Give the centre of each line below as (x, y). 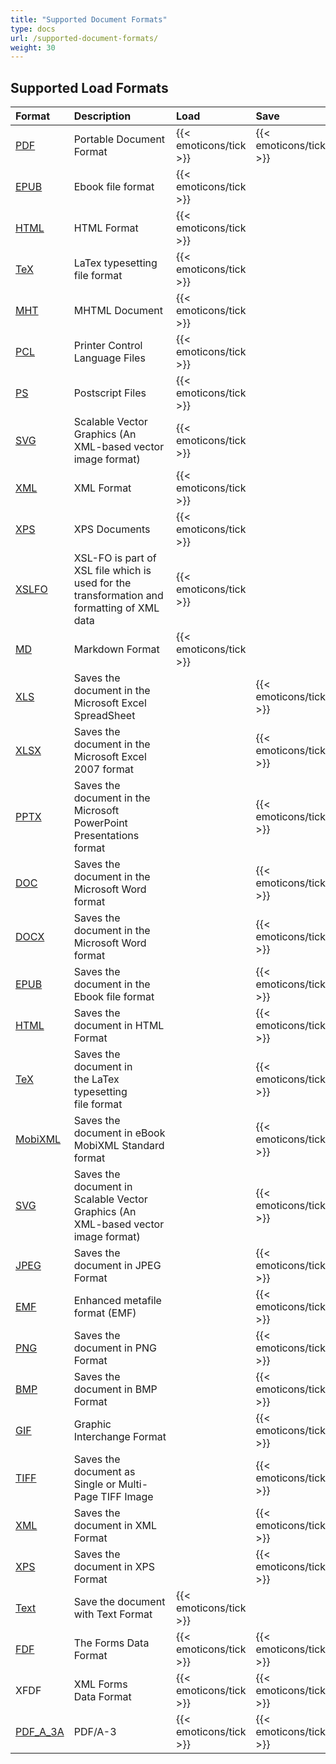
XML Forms (100, 1684)
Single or (95, 1484)
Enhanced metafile (117, 1301)
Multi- (133, 1484)
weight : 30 (33, 47)
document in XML (115, 1526)
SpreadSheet (104, 716)
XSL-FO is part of (115, 558)
